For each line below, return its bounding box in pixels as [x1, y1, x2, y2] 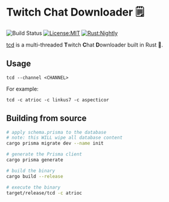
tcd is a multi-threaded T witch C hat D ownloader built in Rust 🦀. [6, 41, 164, 48]
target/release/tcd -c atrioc [6, 190, 83, 196]
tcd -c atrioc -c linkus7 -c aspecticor [6, 96, 110, 103]
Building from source [6, 113, 87, 124]
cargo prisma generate [6, 157, 63, 163]
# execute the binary [6, 184, 61, 191]
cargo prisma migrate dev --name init [6, 140, 104, 147]
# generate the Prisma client [6, 151, 83, 157]
